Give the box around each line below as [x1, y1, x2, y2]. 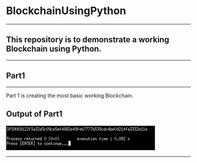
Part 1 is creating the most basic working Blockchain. [6, 92, 134, 99]
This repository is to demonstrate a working [6, 35, 169, 45]
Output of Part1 [6, 109, 63, 119]
